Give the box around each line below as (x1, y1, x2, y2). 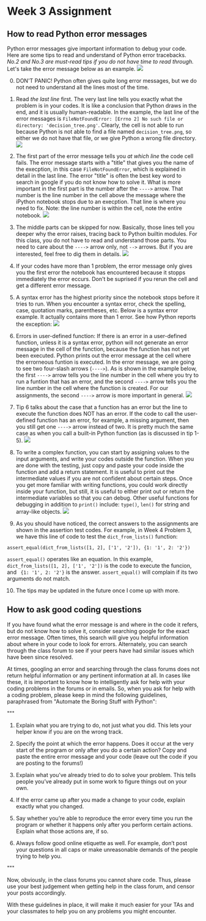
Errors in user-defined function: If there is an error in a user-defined (15, 333, 187, 339)
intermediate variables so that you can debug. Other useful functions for (15, 494, 198, 502)
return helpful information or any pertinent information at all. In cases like (7, 672, 191, 679)
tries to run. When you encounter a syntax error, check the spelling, (15, 300, 186, 307)
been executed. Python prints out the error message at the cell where (15, 352, 191, 359)
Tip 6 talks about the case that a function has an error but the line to (15, 404, 188, 411)
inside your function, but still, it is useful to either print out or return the (15, 488, 194, 495)
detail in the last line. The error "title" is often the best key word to (15, 172, 182, 179)
